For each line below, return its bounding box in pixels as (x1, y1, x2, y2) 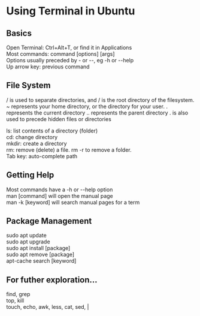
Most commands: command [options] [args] (6, 50, 115, 58)
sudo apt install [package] (6, 245, 71, 252)
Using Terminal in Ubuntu (6, 4, 135, 18)
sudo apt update (6, 232, 47, 239)
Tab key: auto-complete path (6, 152, 78, 159)
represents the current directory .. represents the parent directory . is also (6, 109, 189, 116)
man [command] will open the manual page (6, 192, 113, 199)
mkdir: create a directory (6, 140, 67, 147)
